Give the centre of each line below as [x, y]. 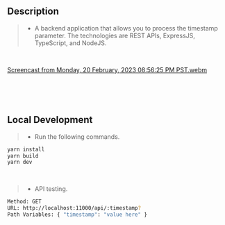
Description [33, 11]
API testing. [51, 189]
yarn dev [20, 162]
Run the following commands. [77, 136]
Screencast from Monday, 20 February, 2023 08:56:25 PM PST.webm [107, 69]
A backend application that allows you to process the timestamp [126, 28]
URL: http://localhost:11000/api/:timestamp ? [74, 208]
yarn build [23, 156]
